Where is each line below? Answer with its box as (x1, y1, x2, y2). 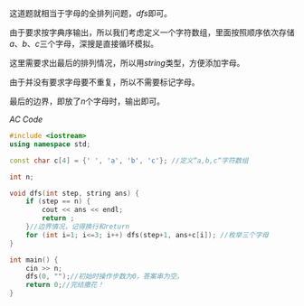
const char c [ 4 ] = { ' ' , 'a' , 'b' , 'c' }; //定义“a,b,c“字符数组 (9, 156, 249, 165)
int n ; (9, 172, 34, 181)
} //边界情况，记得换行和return (25, 222, 129, 231)
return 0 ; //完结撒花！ (25, 281, 104, 290)
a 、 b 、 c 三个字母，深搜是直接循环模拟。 (9, 39, 159, 49)
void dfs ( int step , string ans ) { (9, 189, 140, 198)
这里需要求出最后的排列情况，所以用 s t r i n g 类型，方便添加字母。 (9, 58, 245, 68)
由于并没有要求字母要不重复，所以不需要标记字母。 (9, 77, 200, 88)
